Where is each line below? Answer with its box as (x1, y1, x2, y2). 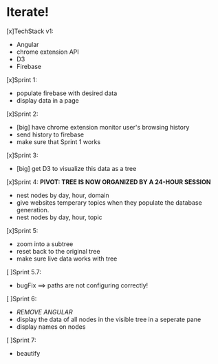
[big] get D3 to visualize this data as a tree (16, 164, 137, 172)
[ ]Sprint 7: (6, 336, 36, 344)
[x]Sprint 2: (6, 110, 39, 118)
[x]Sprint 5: (6, 226, 39, 234)
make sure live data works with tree (16, 254, 118, 263)
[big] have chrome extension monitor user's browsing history (16, 123, 190, 131)
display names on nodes (16, 322, 86, 331)
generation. (16, 205, 50, 214)
